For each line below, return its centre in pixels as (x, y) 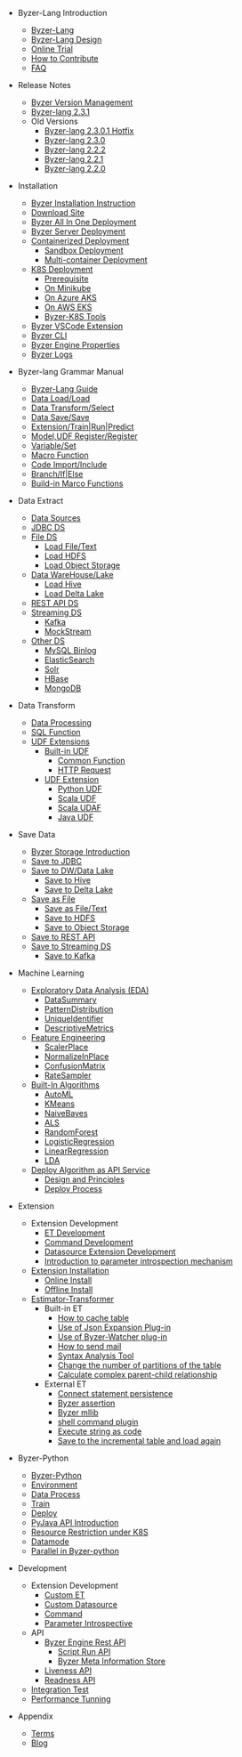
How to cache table (93, 1318)
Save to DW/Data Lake (72, 870)
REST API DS (55, 603)
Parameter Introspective (89, 1623)
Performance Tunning (71, 1699)
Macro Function (60, 455)
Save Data (36, 834)
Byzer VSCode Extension (77, 326)
